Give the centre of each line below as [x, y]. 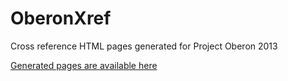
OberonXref [61, 18]
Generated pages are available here [84, 65]
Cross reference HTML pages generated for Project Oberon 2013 [144, 46]
